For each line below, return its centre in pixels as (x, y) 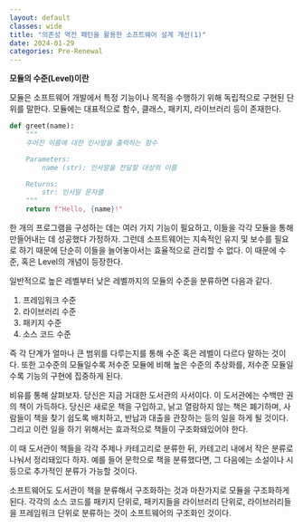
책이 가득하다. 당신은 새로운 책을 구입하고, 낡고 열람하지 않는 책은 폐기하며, (150, 407)
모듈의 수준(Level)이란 (49, 79)
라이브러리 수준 (49, 311)
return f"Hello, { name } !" (75, 209)
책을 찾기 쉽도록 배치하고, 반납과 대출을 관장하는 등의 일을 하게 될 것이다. (161, 418)
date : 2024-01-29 (42, 43)
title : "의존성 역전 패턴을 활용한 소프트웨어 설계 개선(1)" (108, 34)
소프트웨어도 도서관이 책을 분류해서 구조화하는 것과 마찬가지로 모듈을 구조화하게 (150, 490)
